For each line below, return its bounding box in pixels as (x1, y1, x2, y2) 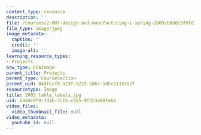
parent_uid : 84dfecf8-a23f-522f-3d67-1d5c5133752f (6, 81, 135, 87)
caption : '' (11, 36, 42, 42)
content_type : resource (6, 8, 66, 15)
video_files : (6, 103, 39, 109)
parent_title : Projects (6, 70, 66, 76)
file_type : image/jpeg (6, 25, 63, 32)
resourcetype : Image (6, 87, 58, 93)
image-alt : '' (11, 48, 47, 54)
